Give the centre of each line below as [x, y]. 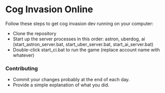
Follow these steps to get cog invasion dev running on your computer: [79, 24]
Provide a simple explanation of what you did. [61, 85]
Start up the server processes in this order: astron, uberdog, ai [79, 39]
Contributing [22, 68]
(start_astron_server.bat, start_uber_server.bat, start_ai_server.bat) [83, 44]
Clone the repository [34, 33]
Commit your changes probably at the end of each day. [71, 80]
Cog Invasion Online [49, 9]
